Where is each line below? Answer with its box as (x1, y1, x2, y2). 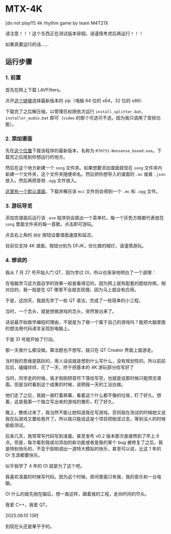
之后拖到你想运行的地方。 (14, 154, 68, 160)
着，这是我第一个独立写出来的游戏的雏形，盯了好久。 (5, 398, 117, 405)
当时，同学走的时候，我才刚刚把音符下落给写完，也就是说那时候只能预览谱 (5, 375, 161, 381)
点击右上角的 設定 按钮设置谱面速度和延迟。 (5, 232, 96, 238)
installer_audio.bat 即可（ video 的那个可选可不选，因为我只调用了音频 (5, 115, 156, 121)
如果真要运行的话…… (5, 41, 49, 47)
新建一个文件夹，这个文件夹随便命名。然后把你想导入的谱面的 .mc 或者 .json (5, 171, 166, 177)
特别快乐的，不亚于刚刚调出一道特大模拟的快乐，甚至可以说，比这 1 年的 (9, 445, 161, 452)
